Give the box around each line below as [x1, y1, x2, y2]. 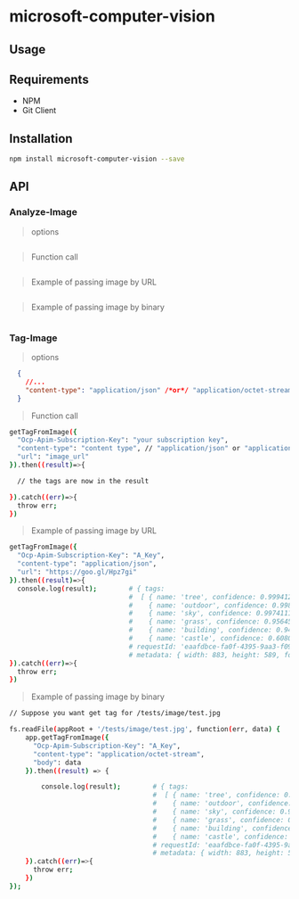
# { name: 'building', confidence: [128, 626, 273, 635]
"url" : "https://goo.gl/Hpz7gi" [17, 568, 138, 577]
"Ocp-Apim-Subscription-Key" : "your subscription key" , [17, 435, 229, 445]
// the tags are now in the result [17, 476, 149, 485]
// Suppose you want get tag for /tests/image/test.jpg [9, 709, 221, 718]
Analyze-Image [9, 206, 77, 219]
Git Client [21, 105, 57, 116]
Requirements [9, 71, 89, 87]
